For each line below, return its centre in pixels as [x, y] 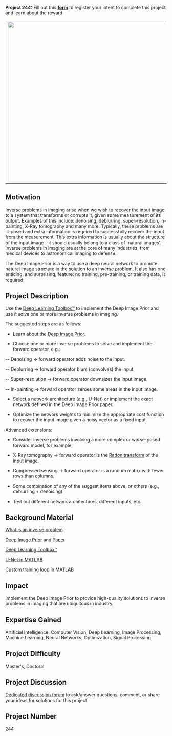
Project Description [37, 296]
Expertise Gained [33, 620]
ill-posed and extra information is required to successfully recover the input [85, 231]
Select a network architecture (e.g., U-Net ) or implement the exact [83, 399]
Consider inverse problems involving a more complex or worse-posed [86, 439]
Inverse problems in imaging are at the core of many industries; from [78, 248]
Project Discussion [36, 682]
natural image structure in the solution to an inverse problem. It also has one [85, 269]
